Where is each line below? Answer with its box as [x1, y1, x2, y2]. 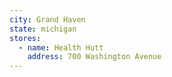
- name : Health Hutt [18, 42, 104, 53]
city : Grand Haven [9, 14, 86, 25]
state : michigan [9, 24, 77, 34]
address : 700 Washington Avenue [27, 52, 162, 62]
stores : [9, 33, 42, 43]
